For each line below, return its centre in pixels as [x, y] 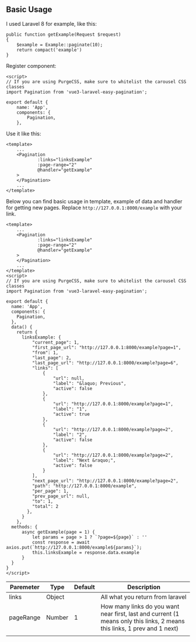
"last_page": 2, [52, 358]
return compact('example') [49, 50]
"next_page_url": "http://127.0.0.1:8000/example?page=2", [105, 481]
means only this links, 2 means [143, 621]
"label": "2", [70, 435]
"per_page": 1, [50, 491]
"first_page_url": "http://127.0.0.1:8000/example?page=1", [106, 347]
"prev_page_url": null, [61, 496]
